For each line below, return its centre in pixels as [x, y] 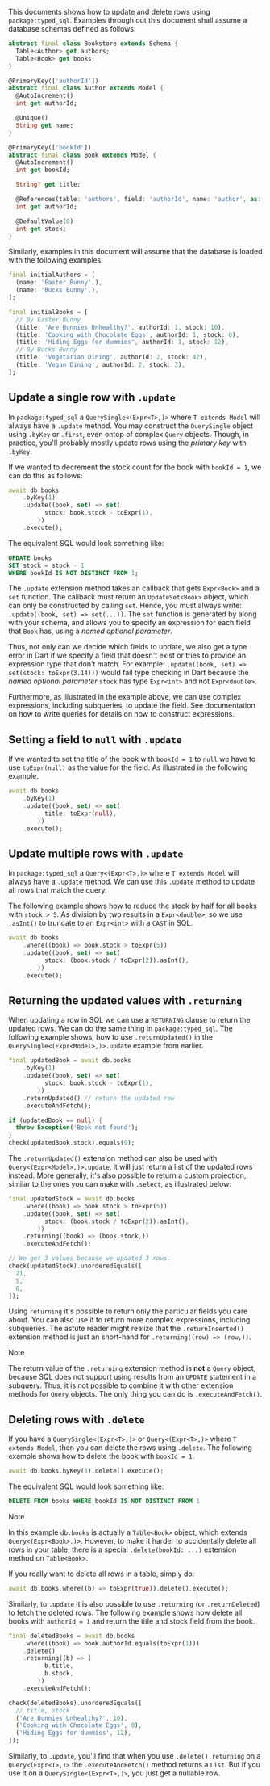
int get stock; [41, 229]
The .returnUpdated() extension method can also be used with [113, 1158]
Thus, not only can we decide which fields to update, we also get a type [128, 647]
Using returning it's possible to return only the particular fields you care [128, 1311]
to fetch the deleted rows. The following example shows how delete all [125, 1612]
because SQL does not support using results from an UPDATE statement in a [132, 1377]
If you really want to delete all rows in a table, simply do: [102, 1574]
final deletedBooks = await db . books [72, 1636]
